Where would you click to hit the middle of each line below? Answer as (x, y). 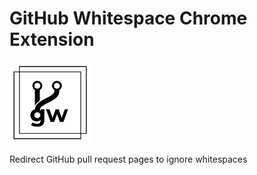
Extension (52, 39)
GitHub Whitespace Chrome (128, 18)
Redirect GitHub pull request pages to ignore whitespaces (128, 159)
